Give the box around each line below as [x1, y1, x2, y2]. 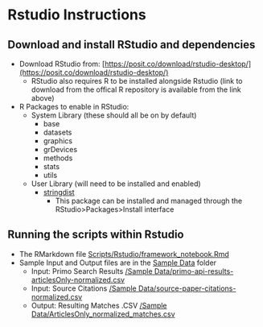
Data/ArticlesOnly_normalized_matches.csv [31, 308, 175, 319]
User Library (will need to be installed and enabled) [31, 179, 202, 188]
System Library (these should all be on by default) [31, 110, 197, 120]
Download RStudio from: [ [18, 59, 105, 68]
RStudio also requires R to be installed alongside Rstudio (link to [31, 77, 243, 85]
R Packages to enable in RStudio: [18, 102, 129, 111]
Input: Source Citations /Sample [31, 284, 138, 293]
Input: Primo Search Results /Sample [31, 266, 154, 275]
